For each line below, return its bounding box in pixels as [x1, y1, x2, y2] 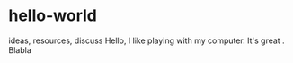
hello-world [8, 5, 98, 26]
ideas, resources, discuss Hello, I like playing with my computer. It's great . [8, 35, 285, 46]
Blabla [8, 44, 32, 55]
